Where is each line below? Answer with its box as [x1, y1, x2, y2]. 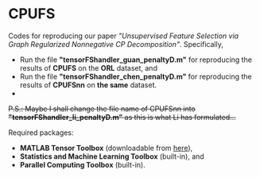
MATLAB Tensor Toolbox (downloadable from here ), [19, 143, 193, 152]
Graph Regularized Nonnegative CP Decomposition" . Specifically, [8, 39, 224, 48]
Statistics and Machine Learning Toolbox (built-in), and [19, 152, 204, 161]
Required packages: [8, 128, 74, 137]
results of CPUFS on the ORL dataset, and [19, 63, 157, 72]
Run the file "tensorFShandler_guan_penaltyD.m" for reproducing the [19, 55, 253, 64]
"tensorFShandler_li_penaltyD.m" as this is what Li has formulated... [8, 112, 236, 121]
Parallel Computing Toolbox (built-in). [19, 160, 146, 169]
